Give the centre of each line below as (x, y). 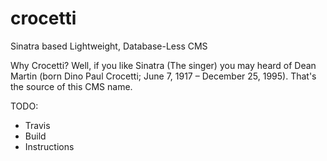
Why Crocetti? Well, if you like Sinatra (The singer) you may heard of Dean (163, 65)
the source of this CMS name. (71, 86)
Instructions (49, 146)
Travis (37, 125)
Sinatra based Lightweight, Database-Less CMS (109, 46)
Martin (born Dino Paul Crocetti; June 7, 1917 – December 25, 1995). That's (163, 76)
